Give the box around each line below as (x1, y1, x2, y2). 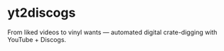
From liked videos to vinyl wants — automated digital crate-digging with (7, 28, 218, 36)
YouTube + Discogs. (7, 35, 66, 43)
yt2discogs (7, 5, 76, 21)
